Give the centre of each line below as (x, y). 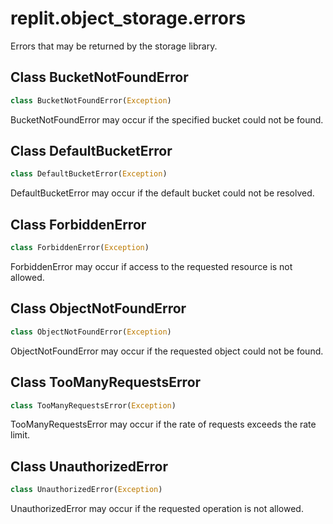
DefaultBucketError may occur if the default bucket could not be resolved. (162, 193)
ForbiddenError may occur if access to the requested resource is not (151, 266)
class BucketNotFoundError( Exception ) (91, 100)
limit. (20, 435)
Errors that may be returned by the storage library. (114, 46)
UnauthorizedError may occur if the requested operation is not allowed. (157, 509)
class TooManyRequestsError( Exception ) (93, 405)
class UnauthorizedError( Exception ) (86, 490)
